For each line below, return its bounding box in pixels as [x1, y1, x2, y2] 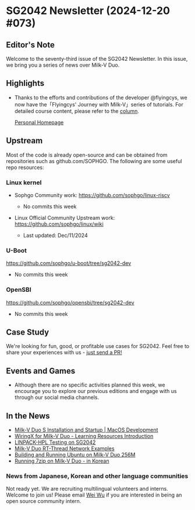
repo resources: [6, 164, 44, 171]
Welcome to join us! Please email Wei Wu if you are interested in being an [6, 491, 182, 498]
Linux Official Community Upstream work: [14, 214, 115, 221]
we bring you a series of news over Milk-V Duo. [6, 61, 120, 68]
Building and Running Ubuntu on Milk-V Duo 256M [14, 451, 136, 458]
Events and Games [6, 366, 76, 375]
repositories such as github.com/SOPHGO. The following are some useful [6, 157, 182, 164]
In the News [6, 411, 51, 421]
